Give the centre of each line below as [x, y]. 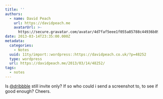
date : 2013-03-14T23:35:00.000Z [38, 37]
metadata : [15, 41]
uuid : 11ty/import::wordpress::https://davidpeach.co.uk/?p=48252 [78, 54]
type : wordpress [26, 59]
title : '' [15, 9]
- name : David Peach [30, 18]
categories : [22, 45]
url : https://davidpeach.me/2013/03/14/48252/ [57, 63]
